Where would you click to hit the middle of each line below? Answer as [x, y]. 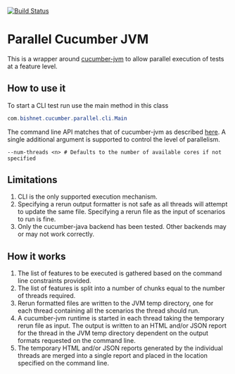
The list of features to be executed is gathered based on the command [120, 273]
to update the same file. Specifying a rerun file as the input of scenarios [121, 212]
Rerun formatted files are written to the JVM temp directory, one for [115, 304]
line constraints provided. [54, 281]
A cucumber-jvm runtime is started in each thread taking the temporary [121, 318]
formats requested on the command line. [76, 341]
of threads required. [46, 296]
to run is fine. [37, 219]
